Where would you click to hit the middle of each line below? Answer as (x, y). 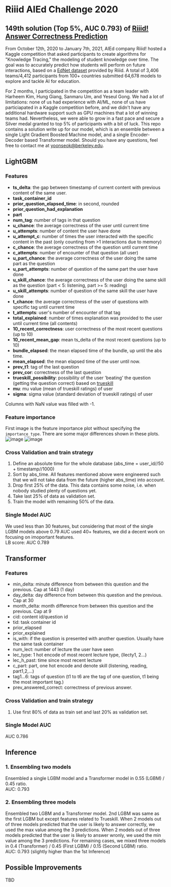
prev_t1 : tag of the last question (46, 366)
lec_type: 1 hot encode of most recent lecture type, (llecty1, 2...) (80, 655)
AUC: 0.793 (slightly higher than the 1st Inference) (58, 851)
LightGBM (21, 161)
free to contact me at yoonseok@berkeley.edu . (55, 145)
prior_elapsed (27, 628)
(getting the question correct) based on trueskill (63, 383)
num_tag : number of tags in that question (56, 220)
